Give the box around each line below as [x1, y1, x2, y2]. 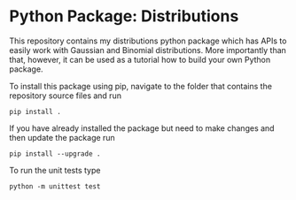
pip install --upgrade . [9, 149, 101, 158]
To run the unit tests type [9, 165, 101, 175]
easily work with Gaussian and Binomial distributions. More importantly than [9, 44, 286, 55]
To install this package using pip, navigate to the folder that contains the [9, 81, 273, 91]
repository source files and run [9, 90, 122, 101]
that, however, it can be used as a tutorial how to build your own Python [9, 54, 271, 65]
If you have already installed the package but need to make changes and [9, 122, 275, 134]
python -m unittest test [9, 181, 101, 191]
